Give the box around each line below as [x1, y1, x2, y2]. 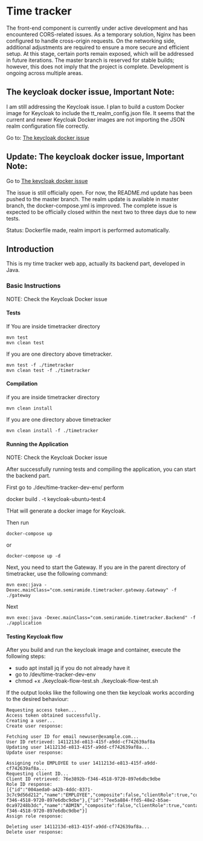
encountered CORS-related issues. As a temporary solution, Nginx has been [6, 30, 196, 38]
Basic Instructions [6, 282, 61, 290]
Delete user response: [6, 829, 63, 836]
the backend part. [6, 472, 51, 479]
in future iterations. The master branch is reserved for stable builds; [6, 56, 175, 64]
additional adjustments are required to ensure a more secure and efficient [6, 44, 189, 51]
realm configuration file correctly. [6, 122, 89, 130]
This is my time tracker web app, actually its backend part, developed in [6, 260, 185, 267]
